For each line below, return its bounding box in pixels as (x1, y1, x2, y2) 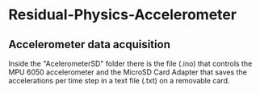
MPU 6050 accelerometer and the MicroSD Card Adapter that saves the (8, 67, 248, 77)
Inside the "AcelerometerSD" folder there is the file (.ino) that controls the (8, 59, 253, 68)
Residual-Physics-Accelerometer (8, 6, 237, 24)
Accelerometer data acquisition (8, 38, 171, 51)
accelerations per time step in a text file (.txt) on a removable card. (8, 76, 230, 85)
